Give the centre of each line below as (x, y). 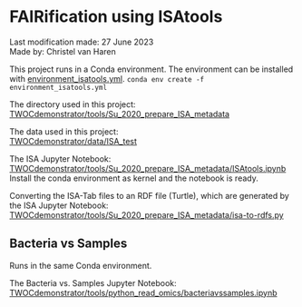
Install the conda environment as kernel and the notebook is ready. (134, 178)
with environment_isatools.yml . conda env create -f (107, 78)
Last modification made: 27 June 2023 (82, 42)
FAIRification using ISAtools (116, 17)
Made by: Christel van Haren (63, 51)
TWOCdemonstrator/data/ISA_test (73, 141)
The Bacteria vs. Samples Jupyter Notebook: (93, 282)
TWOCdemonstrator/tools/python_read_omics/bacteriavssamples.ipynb (144, 292)
